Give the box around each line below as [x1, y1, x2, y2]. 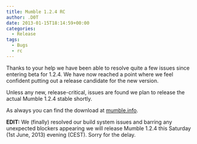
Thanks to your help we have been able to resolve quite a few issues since [6, 64, 190, 71]
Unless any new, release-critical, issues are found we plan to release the [6, 88, 185, 96]
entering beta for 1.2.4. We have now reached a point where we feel [6, 70, 174, 78]
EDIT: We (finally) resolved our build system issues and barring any [6, 118, 172, 125]
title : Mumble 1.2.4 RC [6, 8, 66, 15]
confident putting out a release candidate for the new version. [6, 77, 159, 84]
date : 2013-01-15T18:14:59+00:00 [6, 20, 90, 26]
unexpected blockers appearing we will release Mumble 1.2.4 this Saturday [6, 124, 192, 132]
